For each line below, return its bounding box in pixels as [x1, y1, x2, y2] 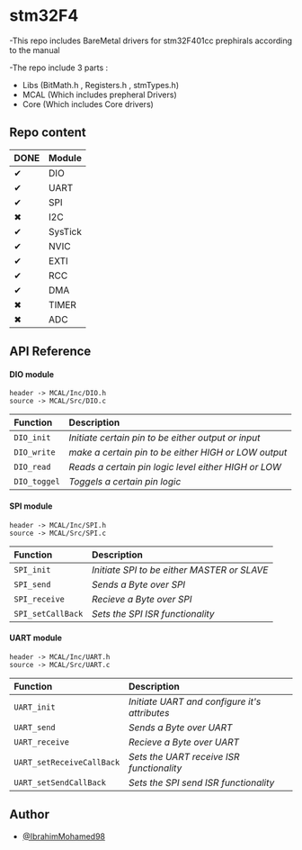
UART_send [13, 722, 56, 732]
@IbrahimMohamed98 [22, 830, 106, 842]
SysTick [48, 225, 83, 238]
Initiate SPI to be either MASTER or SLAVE [91, 564, 269, 576]
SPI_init [13, 565, 51, 574]
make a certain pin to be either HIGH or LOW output [68, 447, 288, 459]
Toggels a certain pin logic [68, 475, 182, 488]
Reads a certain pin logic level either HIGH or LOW [68, 461, 281, 474]
